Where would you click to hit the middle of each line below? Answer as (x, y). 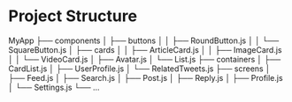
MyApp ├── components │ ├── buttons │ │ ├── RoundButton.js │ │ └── (144, 40)
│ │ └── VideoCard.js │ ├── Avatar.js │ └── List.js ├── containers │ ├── (145, 59)
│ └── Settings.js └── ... (54, 87)
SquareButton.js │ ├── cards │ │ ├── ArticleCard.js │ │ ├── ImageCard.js (145, 49)
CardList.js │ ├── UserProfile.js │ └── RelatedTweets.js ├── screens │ (139, 69)
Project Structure (73, 16)
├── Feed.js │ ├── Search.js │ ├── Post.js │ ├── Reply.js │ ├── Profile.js (146, 77)
